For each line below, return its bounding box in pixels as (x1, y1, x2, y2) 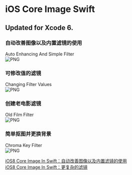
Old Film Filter (5, 111, 34, 118)
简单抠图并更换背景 (5, 130, 51, 137)
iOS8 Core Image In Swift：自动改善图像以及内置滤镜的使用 (5, 157, 127, 163)
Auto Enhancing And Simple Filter (5, 51, 74, 57)
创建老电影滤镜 (5, 100, 41, 107)
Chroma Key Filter (5, 142, 42, 148)
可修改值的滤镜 (5, 69, 41, 76)
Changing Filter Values (5, 81, 52, 87)
